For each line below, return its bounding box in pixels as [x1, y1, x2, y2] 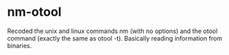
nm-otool [7, 4, 62, 20]
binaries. [7, 41, 33, 49]
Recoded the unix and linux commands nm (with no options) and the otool [7, 27, 218, 35]
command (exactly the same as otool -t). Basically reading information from [7, 34, 223, 42]
